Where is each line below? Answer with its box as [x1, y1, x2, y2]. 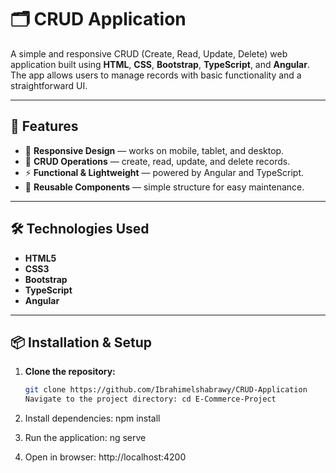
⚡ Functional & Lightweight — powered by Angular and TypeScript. [24, 166, 305, 178]
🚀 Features [10, 118, 79, 135]
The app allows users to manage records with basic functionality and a [10, 69, 302, 81]
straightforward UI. [10, 79, 88, 91]
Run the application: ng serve [24, 432, 147, 444]
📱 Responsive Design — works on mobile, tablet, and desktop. [24, 144, 285, 156]
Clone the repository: [24, 366, 116, 378]
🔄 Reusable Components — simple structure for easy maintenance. [24, 181, 305, 193]
